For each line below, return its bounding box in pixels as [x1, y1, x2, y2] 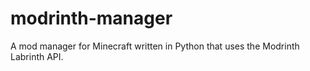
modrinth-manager [10, 7, 173, 30]
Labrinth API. [10, 50, 64, 62]
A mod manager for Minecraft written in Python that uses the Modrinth [10, 40, 300, 52]
